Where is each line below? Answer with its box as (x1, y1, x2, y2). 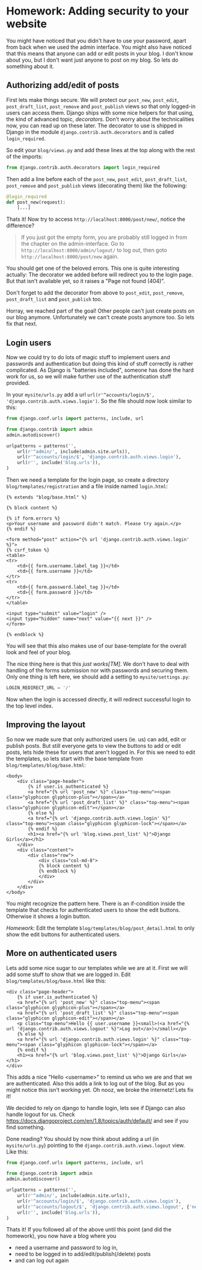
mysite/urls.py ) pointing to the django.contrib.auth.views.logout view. (6, 1141, 185, 1149)
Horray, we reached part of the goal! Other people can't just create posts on (6, 307, 195, 314)
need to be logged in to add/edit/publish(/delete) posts (14, 1251, 151, 1258)
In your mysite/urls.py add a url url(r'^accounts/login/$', (6, 391, 155, 398)
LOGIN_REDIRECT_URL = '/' (6, 685, 71, 691)
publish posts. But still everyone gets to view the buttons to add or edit (6, 742, 182, 749)
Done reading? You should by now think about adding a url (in (6, 1135, 159, 1142)
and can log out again (14, 1257, 69, 1264)
